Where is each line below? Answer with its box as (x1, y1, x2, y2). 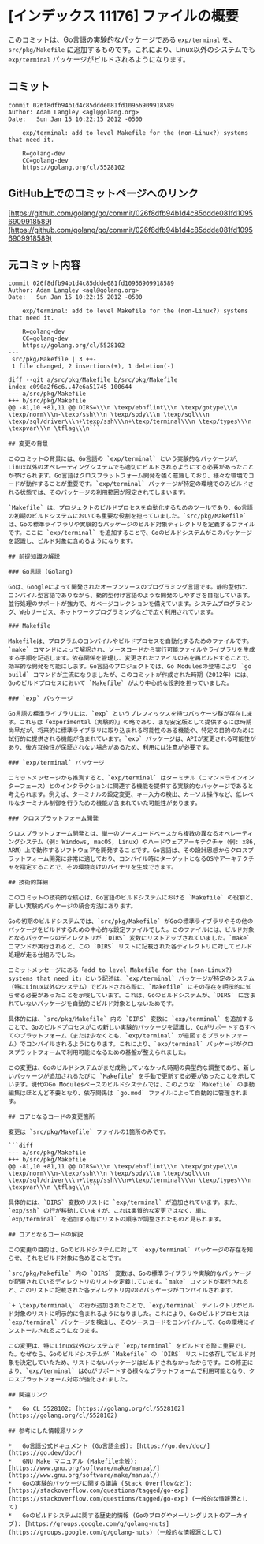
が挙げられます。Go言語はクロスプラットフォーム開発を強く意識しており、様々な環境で (8, 472, 249, 480)
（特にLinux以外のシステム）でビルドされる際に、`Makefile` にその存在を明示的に (8, 983, 247, 991)
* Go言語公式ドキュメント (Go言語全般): (8, 1442, 133, 1450)
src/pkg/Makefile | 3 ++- (11, 356, 97, 364)
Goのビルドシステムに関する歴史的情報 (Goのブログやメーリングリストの (22, 1512, 225, 1520)
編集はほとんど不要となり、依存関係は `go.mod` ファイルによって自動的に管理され (8, 1090, 242, 1097)
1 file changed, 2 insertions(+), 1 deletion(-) (11, 362, 175, 371)
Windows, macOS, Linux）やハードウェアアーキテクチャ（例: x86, (61, 838, 257, 847)
